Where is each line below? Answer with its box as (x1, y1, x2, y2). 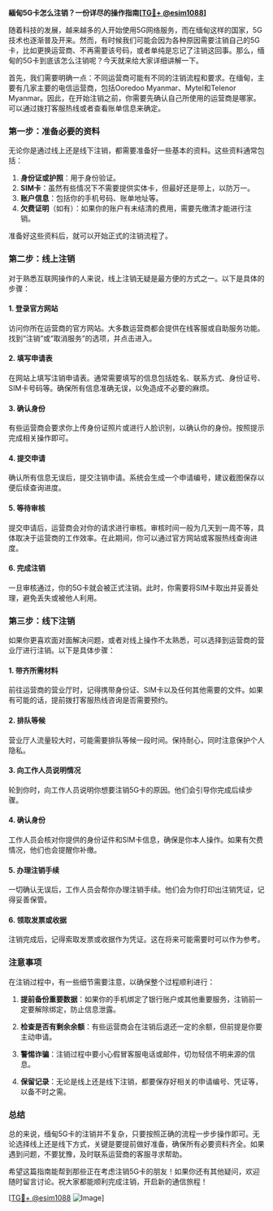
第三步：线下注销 (8, 615, 76, 627)
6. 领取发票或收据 (8, 914, 67, 925)
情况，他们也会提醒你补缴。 (8, 844, 102, 854)
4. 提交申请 (8, 453, 46, 462)
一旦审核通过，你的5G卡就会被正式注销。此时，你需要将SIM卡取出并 (8, 583, 238, 592)
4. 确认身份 (8, 815, 46, 825)
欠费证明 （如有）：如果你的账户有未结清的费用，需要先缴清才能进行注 (19, 203, 252, 214)
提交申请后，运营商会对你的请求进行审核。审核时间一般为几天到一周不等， (8, 523, 258, 532)
